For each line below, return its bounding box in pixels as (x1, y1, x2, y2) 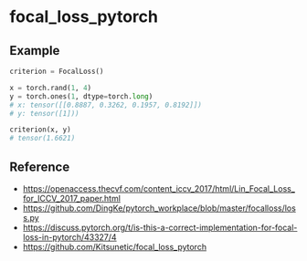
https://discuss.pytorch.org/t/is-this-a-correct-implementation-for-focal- (22, 222, 298, 233)
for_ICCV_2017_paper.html (22, 193, 122, 204)
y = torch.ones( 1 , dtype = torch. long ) (9, 91, 153, 101)
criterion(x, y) (9, 125, 71, 134)
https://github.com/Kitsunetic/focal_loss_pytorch (22, 241, 207, 252)
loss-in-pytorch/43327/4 (22, 231, 117, 243)
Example (9, 43, 60, 58)
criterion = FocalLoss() (9, 67, 104, 76)
